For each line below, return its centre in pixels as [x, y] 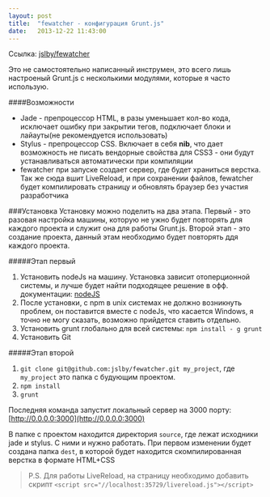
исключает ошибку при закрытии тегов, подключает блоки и [125, 127]
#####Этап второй [41, 353]
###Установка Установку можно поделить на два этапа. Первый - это [129, 211]
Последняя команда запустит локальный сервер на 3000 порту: [120, 410]
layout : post [30, 16]
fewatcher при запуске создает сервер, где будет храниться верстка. [140, 170]
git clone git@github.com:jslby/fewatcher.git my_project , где [127, 368]
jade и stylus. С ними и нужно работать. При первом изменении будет [130, 443]
